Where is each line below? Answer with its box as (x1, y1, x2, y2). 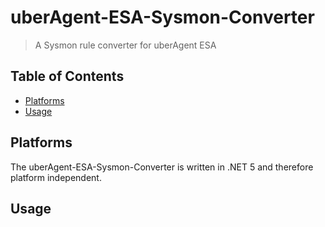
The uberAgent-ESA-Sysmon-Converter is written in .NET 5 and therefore (10, 161, 314, 173)
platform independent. (10, 171, 102, 183)
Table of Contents (10, 68, 125, 85)
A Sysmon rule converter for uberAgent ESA (34, 39, 217, 51)
